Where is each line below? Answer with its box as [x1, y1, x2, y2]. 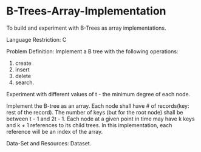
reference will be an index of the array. [6, 128, 103, 135]
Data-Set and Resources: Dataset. [6, 139, 92, 147]
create [15, 59, 32, 67]
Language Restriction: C [6, 36, 67, 43]
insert [15, 65, 30, 73]
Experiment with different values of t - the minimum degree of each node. [6, 90, 191, 97]
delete [15, 72, 32, 79]
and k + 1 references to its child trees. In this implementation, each [6, 121, 172, 128]
